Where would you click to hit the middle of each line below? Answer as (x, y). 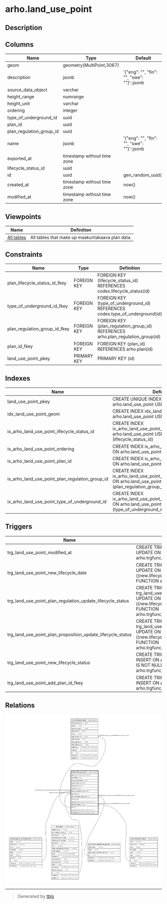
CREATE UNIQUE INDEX (137, 399)
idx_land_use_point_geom (34, 414)
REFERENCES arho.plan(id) (125, 349)
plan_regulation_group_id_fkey (38, 328)
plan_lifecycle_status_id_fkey (37, 283)
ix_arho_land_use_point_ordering (41, 449)
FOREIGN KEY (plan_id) (121, 343)
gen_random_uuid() (143, 175)
